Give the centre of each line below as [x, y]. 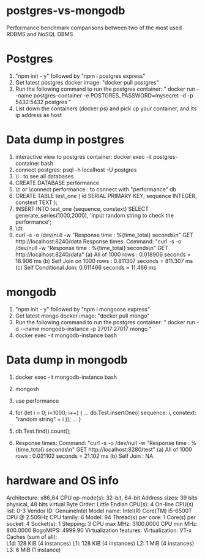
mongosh [27, 389]
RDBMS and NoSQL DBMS [40, 34]
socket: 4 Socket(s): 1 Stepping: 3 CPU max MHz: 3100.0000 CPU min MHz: [102, 523]
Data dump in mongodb [67, 360]
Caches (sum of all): [32, 536]
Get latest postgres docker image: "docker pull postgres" [87, 82]
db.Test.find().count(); [43, 431]
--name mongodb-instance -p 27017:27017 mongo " [86, 329]
